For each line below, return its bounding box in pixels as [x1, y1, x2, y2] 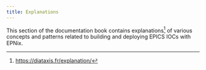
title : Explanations [6, 9, 59, 15]
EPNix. [6, 40, 23, 47]
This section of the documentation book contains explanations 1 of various [6, 26, 193, 34]
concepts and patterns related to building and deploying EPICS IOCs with [6, 33, 191, 40]
